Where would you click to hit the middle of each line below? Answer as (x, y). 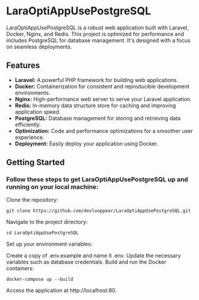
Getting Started (36, 163)
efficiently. (28, 125)
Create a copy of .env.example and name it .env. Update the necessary (94, 256)
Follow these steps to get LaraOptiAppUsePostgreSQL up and (97, 180)
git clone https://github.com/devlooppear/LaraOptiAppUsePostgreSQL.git (99, 211)
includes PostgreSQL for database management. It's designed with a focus (98, 40)
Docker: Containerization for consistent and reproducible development (102, 86)
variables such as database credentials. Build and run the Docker (86, 262)
